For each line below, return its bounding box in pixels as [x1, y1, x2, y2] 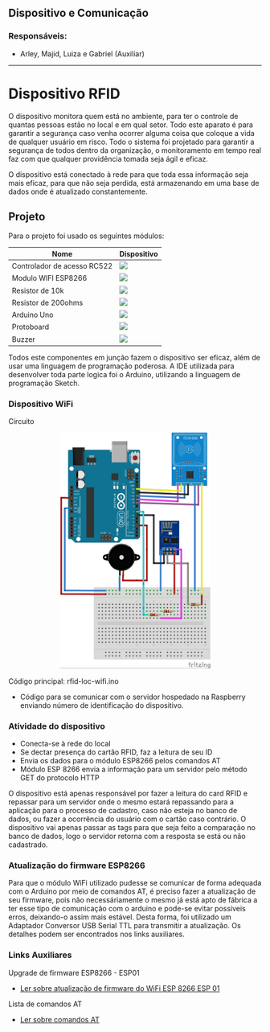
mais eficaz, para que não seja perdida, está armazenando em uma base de [8, 178, 260, 187]
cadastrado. [8, 840, 48, 849]
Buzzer [11, 334, 36, 344]
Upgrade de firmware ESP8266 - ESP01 [8, 968, 140, 977]
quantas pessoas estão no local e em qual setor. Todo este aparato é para [8, 120, 253, 130]
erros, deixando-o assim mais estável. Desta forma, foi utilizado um [8, 912, 231, 922]
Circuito [8, 417, 35, 426]
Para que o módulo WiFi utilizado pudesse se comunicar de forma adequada [8, 878, 262, 888]
